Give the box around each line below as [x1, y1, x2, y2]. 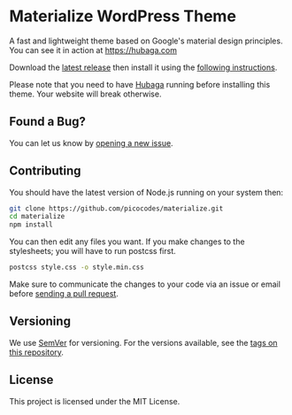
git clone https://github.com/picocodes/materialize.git [9, 204, 224, 213]
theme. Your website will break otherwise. [9, 88, 162, 99]
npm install [9, 220, 53, 229]
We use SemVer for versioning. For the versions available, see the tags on [9, 337, 278, 348]
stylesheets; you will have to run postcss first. [9, 246, 177, 257]
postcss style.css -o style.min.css [9, 263, 144, 272]
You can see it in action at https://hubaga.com [9, 44, 178, 55]
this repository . [9, 347, 65, 357]
